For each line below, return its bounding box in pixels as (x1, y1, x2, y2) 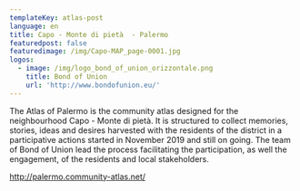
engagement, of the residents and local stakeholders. (9, 153, 209, 164)
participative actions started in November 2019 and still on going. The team (9, 134, 291, 145)
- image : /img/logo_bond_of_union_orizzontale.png (17, 64, 214, 73)
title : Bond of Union (25, 72, 107, 81)
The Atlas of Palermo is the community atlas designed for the (9, 105, 239, 116)
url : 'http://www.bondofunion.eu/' (25, 81, 161, 90)
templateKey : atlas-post (9, 13, 104, 23)
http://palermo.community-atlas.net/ (9, 171, 146, 182)
